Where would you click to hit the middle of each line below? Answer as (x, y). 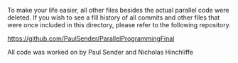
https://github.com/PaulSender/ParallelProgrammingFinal (91, 38)
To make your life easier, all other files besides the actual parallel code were (118, 10)
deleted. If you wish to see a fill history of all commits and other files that (114, 17)
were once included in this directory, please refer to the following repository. (119, 25)
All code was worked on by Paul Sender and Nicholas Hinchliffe (101, 52)
